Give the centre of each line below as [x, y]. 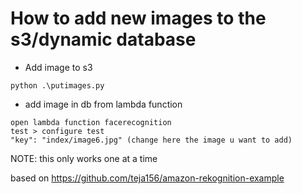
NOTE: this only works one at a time [84, 158]
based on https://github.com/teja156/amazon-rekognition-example [147, 178]
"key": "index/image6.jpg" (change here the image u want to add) [151, 140]
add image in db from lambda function [103, 104]
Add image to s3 [58, 67]
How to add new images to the [138, 18]
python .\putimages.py [57, 85]
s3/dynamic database [103, 39]
